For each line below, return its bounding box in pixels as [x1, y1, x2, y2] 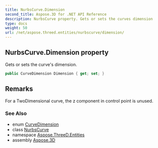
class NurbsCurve [12, 126, 49, 132]
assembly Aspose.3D [12, 137, 56, 143]
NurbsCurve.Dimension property [5, 48, 109, 57]
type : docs [5, 21, 28, 26]
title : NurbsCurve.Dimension [5, 7, 65, 12]
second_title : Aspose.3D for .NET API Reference [5, 12, 107, 17]
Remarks [5, 85, 33, 93]
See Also [5, 110, 27, 117]
